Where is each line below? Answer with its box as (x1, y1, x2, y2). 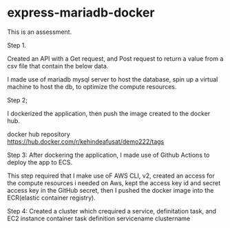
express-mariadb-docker (7, 5, 155, 21)
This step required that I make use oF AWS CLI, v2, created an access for (7, 171, 215, 180)
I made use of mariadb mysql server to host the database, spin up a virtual (7, 75, 218, 84)
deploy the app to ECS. (7, 158, 72, 167)
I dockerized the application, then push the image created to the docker (7, 109, 211, 117)
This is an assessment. (7, 28, 72, 36)
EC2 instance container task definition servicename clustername (7, 214, 191, 222)
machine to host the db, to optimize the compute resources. (7, 82, 177, 91)
